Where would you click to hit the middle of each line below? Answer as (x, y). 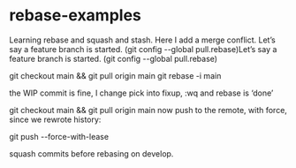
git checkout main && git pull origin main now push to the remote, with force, (148, 110)
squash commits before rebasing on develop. (91, 153)
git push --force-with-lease (59, 136)
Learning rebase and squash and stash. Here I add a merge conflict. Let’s (142, 40)
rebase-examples (75, 15)
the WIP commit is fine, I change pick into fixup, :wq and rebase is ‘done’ (141, 93)
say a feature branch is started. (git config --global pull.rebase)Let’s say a (143, 49)
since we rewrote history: (55, 119)
